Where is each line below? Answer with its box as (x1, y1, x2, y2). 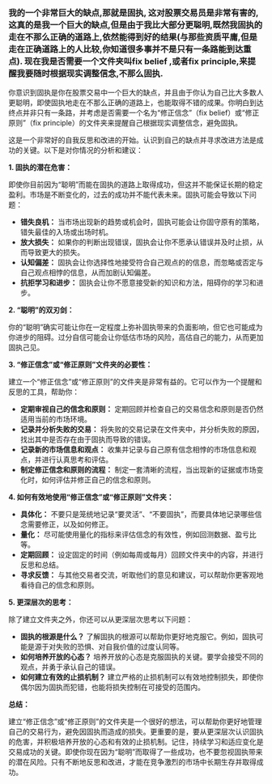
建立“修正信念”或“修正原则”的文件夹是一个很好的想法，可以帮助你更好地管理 (8, 717, 262, 727)
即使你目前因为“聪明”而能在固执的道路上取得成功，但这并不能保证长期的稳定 (8, 180, 263, 189)
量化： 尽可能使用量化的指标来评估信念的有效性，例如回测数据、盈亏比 (19, 530, 257, 540)
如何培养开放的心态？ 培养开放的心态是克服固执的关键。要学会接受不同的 (19, 652, 264, 662)
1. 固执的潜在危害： (8, 163, 73, 172)
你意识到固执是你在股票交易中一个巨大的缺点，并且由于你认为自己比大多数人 (8, 87, 264, 98)
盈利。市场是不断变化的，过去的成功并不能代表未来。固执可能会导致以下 (8, 190, 249, 200)
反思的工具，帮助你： (8, 387, 79, 397)
